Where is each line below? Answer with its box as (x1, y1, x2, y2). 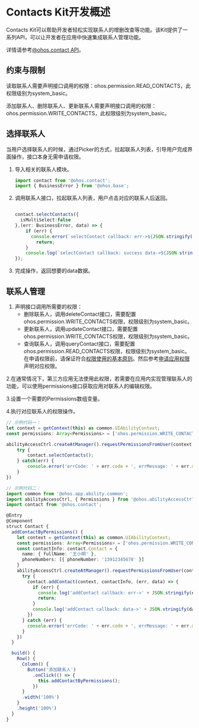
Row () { (17, 656, 36, 662)
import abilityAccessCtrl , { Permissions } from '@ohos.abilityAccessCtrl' (6, 496, 197, 502)
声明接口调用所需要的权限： (14, 303, 83, 310)
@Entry (6, 512, 23, 518)
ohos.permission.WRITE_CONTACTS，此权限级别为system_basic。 (6, 109, 170, 116)
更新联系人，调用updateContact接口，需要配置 (23, 325, 138, 333)
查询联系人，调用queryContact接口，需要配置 (23, 340, 135, 347)
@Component (6, 518, 33, 524)
